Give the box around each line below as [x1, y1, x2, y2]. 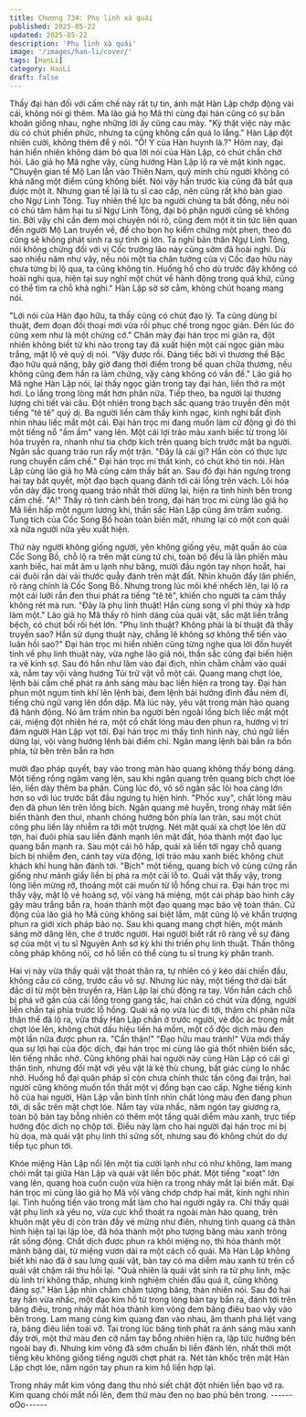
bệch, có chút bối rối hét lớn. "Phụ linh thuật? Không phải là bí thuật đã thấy [9, 619, 294, 630]
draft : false [9, 73, 59, 82]
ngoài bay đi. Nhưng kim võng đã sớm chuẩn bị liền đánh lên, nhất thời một [9, 1342, 291, 1353]
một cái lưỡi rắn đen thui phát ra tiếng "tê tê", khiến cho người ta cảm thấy [9, 590, 287, 601]
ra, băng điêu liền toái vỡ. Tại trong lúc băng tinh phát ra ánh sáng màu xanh [9, 1323, 297, 1334]
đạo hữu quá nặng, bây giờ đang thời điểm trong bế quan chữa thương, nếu [9, 358, 292, 369]
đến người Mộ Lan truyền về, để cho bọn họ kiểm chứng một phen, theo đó [9, 224, 292, 235]
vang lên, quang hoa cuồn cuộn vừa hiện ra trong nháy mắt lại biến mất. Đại [9, 1177, 295, 1188]
